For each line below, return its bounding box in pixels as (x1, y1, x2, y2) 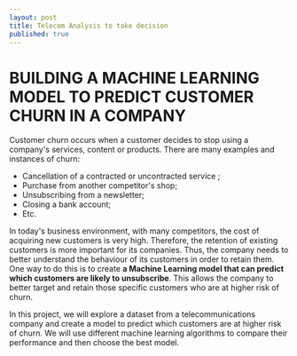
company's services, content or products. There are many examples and (9, 144, 275, 155)
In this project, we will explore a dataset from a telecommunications (9, 309, 255, 320)
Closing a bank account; (21, 199, 112, 210)
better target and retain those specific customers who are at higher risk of (9, 282, 279, 293)
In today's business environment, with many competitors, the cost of (9, 225, 260, 236)
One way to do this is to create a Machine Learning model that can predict (9, 264, 285, 274)
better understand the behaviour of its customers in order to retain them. (9, 254, 275, 265)
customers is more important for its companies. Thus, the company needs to (9, 245, 289, 256)
